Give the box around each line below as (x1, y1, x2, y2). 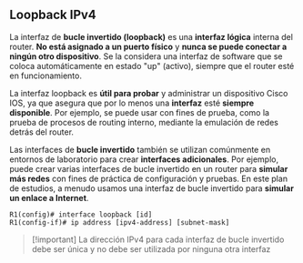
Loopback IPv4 (9, 7, 97, 23)
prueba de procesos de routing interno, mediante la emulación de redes (9, 116, 279, 127)
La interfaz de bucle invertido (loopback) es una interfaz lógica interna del (9, 31, 294, 42)
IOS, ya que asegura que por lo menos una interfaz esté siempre (9, 97, 255, 108)
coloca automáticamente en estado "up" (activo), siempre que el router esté (9, 60, 295, 71)
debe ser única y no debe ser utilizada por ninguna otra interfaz (31, 243, 271, 254)
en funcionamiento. (9, 70, 82, 81)
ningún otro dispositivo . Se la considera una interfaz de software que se (9, 50, 283, 62)
